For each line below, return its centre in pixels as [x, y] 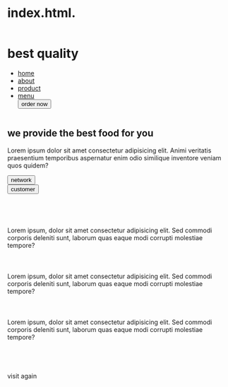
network [21, 180]
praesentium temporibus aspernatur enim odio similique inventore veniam [114, 157]
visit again [22, 376]
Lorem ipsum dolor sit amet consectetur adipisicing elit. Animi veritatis [109, 150]
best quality [43, 54]
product [29, 88]
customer [23, 189]
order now [34, 104]
